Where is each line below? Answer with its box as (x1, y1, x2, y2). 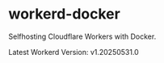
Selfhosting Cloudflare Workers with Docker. (8, 31, 157, 41)
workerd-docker (8, 5, 121, 23)
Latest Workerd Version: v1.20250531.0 (8, 47, 139, 57)
